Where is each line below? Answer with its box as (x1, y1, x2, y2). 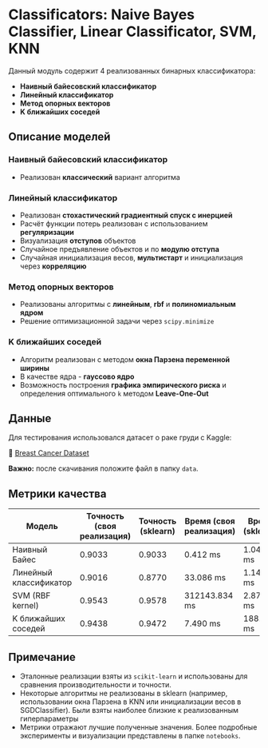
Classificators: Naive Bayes (8, 6, 195, 24)
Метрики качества (8, 487, 107, 500)
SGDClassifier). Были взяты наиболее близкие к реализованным (19, 705, 239, 714)
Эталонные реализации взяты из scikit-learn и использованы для (19, 671, 248, 681)
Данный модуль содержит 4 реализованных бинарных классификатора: (8, 66, 256, 75)
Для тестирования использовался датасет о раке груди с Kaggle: (8, 433, 232, 443)
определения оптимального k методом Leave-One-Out (19, 388, 209, 398)
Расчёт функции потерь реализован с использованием (19, 218, 209, 229)
